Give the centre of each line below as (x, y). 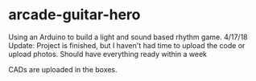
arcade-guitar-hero (74, 15)
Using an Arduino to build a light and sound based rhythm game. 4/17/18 (128, 37)
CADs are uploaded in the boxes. (63, 69)
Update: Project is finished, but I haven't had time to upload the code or (127, 45)
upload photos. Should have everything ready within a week (108, 54)
